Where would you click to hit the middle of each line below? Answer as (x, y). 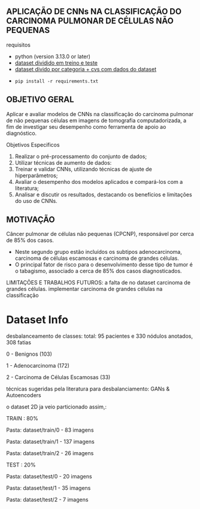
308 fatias (19, 343)
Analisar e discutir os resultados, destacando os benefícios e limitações (104, 194)
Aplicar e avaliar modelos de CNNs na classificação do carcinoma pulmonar (100, 114)
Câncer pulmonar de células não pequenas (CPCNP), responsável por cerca (100, 234)
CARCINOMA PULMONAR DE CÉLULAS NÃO (90, 21)
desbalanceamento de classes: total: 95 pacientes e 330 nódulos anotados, (100, 336)
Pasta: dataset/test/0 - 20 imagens (49, 477)
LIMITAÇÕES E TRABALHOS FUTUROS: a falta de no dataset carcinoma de (98, 283)
